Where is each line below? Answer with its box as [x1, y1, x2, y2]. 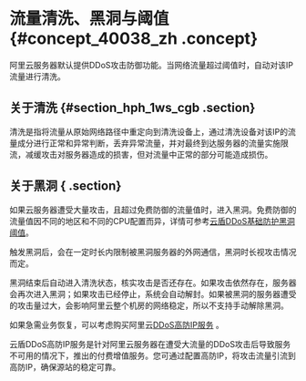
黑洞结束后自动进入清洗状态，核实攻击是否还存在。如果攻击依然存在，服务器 [9, 277, 297, 288]
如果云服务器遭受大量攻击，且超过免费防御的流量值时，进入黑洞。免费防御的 [9, 204, 297, 215]
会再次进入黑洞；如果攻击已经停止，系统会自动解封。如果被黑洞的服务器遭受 [9, 288, 297, 299]
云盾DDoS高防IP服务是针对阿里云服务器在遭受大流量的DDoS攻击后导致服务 [9, 338, 291, 349]
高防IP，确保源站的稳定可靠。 [9, 361, 121, 372]
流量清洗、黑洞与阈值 [9, 8, 170, 29]
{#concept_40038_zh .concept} [9, 28, 259, 49]
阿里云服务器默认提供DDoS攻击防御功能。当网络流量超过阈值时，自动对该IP [9, 59, 294, 70]
